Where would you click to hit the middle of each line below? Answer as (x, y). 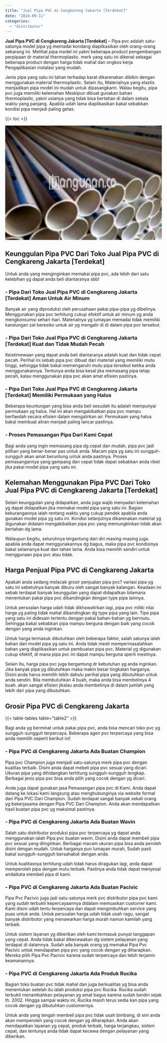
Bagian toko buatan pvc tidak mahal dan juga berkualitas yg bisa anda (77, 984)
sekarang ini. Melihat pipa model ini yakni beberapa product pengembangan (83, 52)
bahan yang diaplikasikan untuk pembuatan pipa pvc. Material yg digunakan (83, 649)
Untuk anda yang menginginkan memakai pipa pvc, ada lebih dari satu (77, 274)
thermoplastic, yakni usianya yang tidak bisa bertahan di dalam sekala (77, 98)
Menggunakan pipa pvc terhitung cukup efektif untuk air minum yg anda (79, 314)
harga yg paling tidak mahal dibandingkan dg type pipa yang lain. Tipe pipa (82, 613)
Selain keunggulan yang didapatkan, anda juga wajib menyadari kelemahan (82, 502)
